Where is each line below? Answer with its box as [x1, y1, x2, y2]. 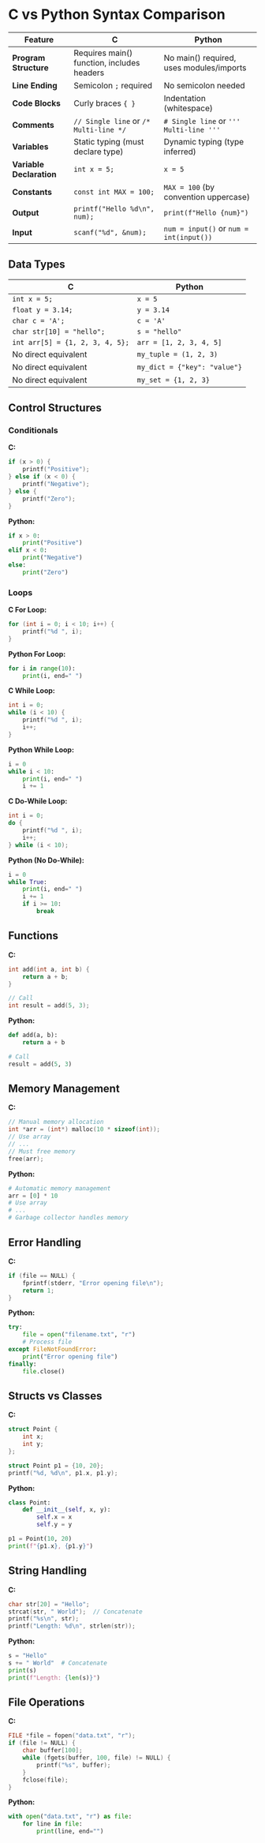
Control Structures [8, 401, 103, 415]
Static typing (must [73, 136, 144, 147]
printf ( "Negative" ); [22, 480, 90, 489]
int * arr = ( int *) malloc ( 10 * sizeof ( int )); [8, 1126, 161, 1133]
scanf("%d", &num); [73, 227, 147, 237]
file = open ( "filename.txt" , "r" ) [22, 1331, 136, 1339]
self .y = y [36, 1521, 73, 1529]
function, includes [73, 57, 140, 68]
